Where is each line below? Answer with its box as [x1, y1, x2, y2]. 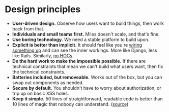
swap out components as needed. [12, 80, 84, 86]
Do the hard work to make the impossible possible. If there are [12, 58, 146, 64]
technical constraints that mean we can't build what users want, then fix [12, 63, 163, 69]
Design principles [5, 4, 81, 15]
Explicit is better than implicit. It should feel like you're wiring [12, 42, 143, 48]
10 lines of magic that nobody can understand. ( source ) [12, 101, 129, 107]
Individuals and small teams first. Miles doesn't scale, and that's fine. [12, 31, 160, 37]
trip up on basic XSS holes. [12, 90, 69, 96]
